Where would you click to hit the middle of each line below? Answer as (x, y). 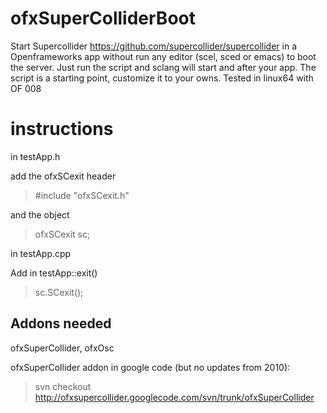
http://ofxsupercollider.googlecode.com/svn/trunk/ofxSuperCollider (174, 397)
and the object (40, 214)
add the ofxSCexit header (63, 176)
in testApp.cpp (41, 253)
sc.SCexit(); (59, 292)
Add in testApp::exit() (54, 273)
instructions (62, 129)
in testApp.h (35, 156)
